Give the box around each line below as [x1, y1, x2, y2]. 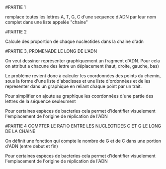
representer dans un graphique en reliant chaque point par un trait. [5, 83, 142, 89]
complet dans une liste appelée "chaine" [5, 19, 88, 25]
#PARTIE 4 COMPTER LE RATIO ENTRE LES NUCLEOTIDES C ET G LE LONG [5, 123, 162, 129]
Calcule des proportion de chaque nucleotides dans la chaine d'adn [5, 38, 144, 44]
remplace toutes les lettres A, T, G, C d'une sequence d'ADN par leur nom [5, 14, 157, 19]
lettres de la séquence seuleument [5, 98, 76, 104]
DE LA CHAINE [5, 128, 36, 134]
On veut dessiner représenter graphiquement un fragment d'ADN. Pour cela [5, 58, 160, 64]
